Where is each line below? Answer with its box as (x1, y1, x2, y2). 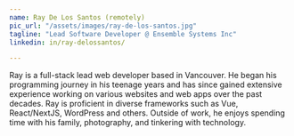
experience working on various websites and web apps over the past (9, 89, 263, 100)
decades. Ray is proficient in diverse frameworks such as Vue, (9, 99, 239, 109)
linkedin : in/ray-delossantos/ (9, 37, 126, 47)
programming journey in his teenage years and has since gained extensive (9, 79, 282, 90)
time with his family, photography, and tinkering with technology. (9, 117, 247, 128)
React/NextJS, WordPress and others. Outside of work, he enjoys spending (9, 108, 285, 118)
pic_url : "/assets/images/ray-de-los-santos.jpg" (9, 21, 198, 30)
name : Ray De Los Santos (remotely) (9, 12, 145, 22)
